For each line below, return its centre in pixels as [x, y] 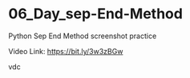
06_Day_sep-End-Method [95, 14]
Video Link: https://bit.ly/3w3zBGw [66, 51]
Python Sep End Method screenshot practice [83, 36]
